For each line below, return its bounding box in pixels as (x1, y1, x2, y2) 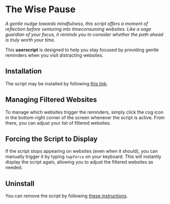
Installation (5, 67, 42, 76)
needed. (5, 165, 23, 171)
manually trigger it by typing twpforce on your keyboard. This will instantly (5, 153, 161, 160)
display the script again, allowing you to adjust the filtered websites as (5, 159, 154, 165)
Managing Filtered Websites (5, 96, 97, 104)
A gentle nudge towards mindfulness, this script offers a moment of (5, 20, 148, 27)
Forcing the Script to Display (5, 134, 98, 143)
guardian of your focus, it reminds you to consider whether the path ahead (5, 31, 164, 37)
